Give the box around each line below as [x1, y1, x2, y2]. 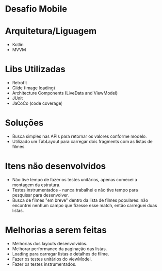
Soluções [5, 117, 44, 128]
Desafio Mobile [5, 3, 67, 15]
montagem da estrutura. [12, 182, 61, 188]
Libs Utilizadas [5, 64, 65, 75]
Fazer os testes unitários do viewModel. [12, 256, 92, 262]
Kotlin [12, 42, 24, 48]
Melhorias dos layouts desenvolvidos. [12, 240, 88, 246]
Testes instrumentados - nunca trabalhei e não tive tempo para [12, 187, 138, 192]
